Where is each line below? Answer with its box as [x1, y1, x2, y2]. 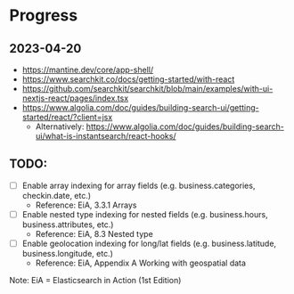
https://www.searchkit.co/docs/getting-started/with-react [21, 74, 235, 85]
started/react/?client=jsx [21, 112, 113, 122]
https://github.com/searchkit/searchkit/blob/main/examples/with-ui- [21, 84, 274, 94]
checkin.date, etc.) [21, 190, 92, 200]
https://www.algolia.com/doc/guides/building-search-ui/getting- [21, 102, 260, 112]
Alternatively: [35, 121, 85, 132]
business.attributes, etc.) [21, 219, 114, 230]
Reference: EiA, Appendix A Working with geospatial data [35, 257, 247, 268]
